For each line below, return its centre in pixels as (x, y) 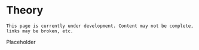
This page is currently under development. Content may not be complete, (100, 26)
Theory (25, 10)
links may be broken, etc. (40, 31)
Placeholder (21, 42)
